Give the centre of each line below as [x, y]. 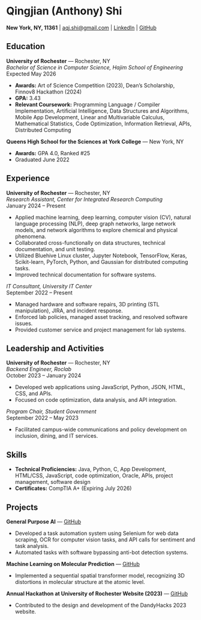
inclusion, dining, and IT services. [56, 436]
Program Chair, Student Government [52, 411]
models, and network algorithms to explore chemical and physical [96, 230]
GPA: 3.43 [28, 98]
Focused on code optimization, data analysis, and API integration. [96, 400]
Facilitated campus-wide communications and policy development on [101, 429]
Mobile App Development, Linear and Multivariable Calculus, [90, 117]
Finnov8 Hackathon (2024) [48, 92]
